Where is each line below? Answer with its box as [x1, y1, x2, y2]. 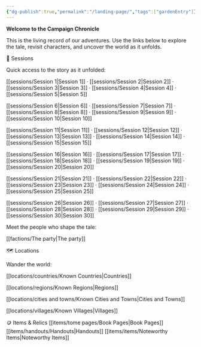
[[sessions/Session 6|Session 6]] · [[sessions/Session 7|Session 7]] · [6, 102, 176, 109]
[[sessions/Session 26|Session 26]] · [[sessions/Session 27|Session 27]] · [6, 199, 188, 206]
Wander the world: [6, 260, 52, 268]
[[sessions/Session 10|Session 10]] [6, 115, 92, 122]
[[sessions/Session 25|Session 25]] [6, 188, 94, 195]
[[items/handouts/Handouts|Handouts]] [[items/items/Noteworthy [6, 327, 168, 334]
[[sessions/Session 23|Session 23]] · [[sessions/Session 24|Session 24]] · [6, 181, 190, 188]
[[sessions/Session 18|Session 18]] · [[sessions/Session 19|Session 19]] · [6, 156, 185, 164]
